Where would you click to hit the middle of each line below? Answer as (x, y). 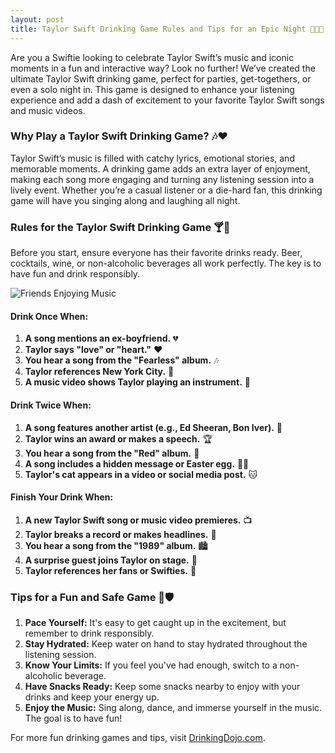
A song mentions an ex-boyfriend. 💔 (101, 338)
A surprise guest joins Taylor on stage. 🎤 (111, 560)
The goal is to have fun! (73, 718)
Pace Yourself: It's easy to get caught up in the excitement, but (155, 622)
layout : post (37, 19)
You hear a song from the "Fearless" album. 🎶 (122, 360)
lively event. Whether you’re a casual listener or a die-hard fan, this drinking (166, 190)
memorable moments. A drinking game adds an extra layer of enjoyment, (160, 168)
